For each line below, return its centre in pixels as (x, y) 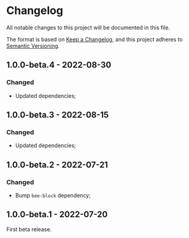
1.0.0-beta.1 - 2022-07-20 (57, 215)
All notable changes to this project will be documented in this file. (88, 27)
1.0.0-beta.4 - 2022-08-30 (59, 65)
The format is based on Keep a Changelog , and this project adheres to (94, 39)
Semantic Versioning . (33, 46)
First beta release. (29, 229)
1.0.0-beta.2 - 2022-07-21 (57, 164)
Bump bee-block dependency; (53, 195)
